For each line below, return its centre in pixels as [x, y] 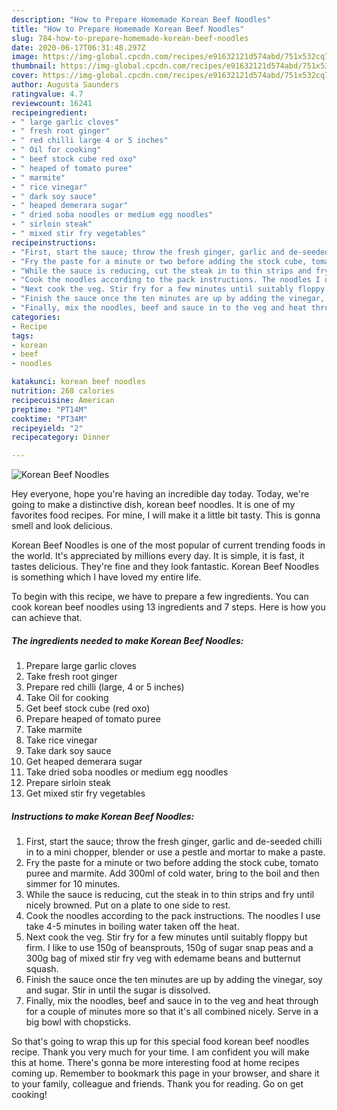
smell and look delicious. [62, 526]
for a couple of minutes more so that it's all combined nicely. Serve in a [172, 1012]
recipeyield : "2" [47, 428]
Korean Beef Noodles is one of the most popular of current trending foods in [168, 545]
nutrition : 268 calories [63, 391]
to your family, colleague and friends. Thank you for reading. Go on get [157, 1084]
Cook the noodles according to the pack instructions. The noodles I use [173, 916]
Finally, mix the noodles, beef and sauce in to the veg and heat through [172, 1001]
